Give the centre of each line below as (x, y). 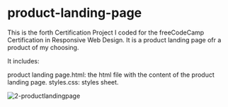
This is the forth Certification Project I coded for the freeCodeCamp (106, 32)
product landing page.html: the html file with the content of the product (111, 75)
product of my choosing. (43, 47)
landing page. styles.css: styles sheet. (63, 82)
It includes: (23, 61)
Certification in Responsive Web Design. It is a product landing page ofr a (114, 39)
